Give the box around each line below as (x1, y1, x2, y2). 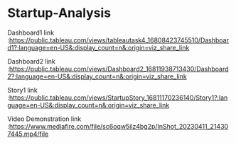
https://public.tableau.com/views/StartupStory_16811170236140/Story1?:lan (9, 93, 228, 102)
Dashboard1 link (7, 28, 55, 37)
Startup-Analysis (7, 5, 112, 21)
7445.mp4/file (7, 129, 49, 138)
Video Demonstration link (7, 115, 82, 123)
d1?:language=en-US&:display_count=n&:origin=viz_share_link (7, 43, 190, 52)
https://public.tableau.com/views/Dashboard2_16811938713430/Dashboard (9, 64, 229, 73)
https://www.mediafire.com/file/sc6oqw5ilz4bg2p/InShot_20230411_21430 (9, 122, 229, 130)
